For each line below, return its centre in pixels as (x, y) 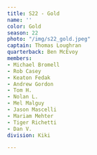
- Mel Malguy (26, 103)
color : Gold (24, 26)
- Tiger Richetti (32, 122)
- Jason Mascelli (32, 110)
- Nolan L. (23, 97)
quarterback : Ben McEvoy (43, 52)
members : (20, 59)
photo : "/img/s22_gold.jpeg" (49, 39)
